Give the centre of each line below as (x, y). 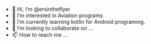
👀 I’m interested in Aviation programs (57, 15)
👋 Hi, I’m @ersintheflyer (41, 9)
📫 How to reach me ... (40, 35)
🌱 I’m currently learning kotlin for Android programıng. (78, 22)
